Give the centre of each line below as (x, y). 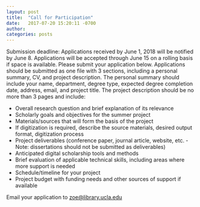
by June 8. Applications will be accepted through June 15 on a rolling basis (100, 58)
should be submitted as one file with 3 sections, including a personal (92, 71)
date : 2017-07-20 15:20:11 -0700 (51, 23)
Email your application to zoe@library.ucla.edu (64, 197)
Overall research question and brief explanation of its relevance (94, 108)
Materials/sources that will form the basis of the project (84, 121)
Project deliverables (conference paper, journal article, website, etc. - (102, 140)
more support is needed (45, 166)
